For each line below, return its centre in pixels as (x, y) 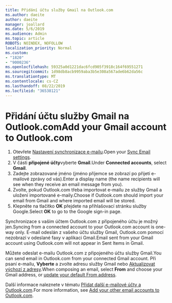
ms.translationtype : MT (31, 77)
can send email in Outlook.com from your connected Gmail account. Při (81, 259)
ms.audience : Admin (26, 34)
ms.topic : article (25, 39)
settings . (22, 157)
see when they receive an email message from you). (68, 184)
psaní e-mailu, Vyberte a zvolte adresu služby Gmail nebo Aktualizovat (80, 264)
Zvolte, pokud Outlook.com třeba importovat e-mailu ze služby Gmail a (87, 190)
